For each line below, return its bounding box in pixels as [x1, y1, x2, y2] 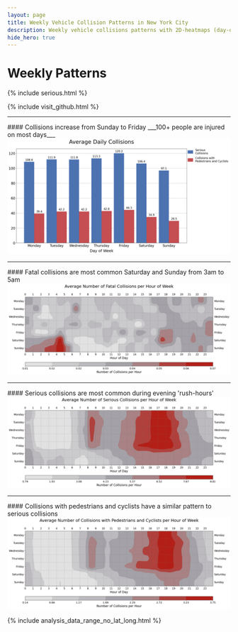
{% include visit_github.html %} [7, 103, 99, 111]
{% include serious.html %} [7, 89, 88, 97]
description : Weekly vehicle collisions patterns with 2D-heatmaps [7, 26, 211, 33]
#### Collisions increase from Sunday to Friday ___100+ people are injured [7, 123, 225, 131]
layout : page [7, 11, 46, 18]
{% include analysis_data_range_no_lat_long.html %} [7, 616, 161, 625]
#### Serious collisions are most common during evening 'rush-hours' [7, 389, 214, 397]
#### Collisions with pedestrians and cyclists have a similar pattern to [7, 502, 212, 511]
